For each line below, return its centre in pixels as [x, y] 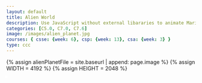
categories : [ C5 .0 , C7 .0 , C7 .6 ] [47, 28]
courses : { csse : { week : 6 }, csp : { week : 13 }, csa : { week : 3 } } [89, 39]
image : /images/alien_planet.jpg [48, 34]
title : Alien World [31, 17]
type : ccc [19, 45]
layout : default [26, 12]
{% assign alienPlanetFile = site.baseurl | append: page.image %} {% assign [101, 62]
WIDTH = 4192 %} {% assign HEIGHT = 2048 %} [67, 68]
